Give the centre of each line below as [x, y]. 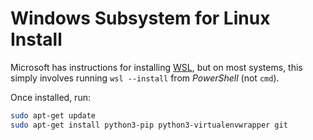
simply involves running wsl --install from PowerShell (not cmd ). [145, 78]
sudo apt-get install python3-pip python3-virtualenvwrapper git [149, 125]
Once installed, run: [50, 97]
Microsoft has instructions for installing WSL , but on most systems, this [156, 67]
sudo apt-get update [53, 115]
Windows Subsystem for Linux [140, 18]
